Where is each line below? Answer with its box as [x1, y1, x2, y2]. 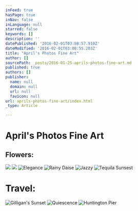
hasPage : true [5, 12, 36, 17]
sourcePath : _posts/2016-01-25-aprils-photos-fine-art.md [5, 60, 132, 65]
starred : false [5, 27, 38, 32]
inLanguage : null [5, 22, 43, 27]
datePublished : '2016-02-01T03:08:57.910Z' [5, 41, 100, 46]
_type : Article [5, 103, 38, 109]
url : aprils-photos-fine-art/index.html [5, 98, 93, 103]
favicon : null [10, 94, 40, 99]
